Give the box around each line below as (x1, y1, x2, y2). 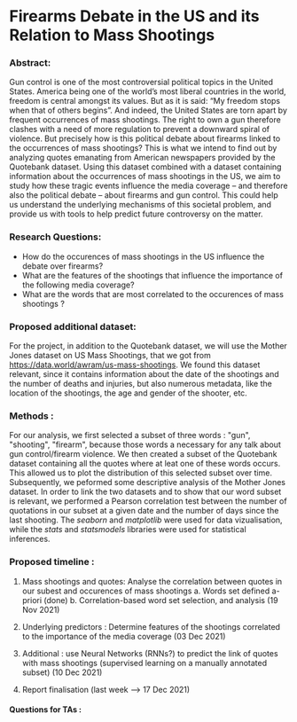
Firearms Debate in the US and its (9, 6, 260, 27)
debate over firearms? (21, 260, 104, 271)
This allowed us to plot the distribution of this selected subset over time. (9, 467, 273, 478)
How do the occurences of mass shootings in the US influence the (21, 251, 265, 262)
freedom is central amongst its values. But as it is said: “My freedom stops (9, 96, 281, 106)
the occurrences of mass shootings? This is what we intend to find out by (9, 143, 277, 153)
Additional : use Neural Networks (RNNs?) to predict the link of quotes (21, 647, 278, 658)
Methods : (9, 410, 55, 422)
